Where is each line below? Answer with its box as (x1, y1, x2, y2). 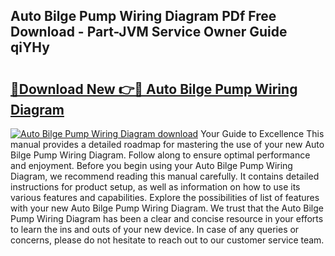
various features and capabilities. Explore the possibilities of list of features (10, 192, 320, 203)
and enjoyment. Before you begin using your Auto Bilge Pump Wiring (10, 160, 293, 171)
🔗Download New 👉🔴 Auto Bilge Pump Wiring (10, 80, 298, 98)
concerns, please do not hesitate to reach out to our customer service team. (10, 234, 325, 246)
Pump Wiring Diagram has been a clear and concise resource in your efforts (10, 213, 324, 224)
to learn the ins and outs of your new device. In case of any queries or (10, 224, 300, 235)
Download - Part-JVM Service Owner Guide (10, 24, 288, 41)
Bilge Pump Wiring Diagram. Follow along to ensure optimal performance (10, 149, 311, 161)
